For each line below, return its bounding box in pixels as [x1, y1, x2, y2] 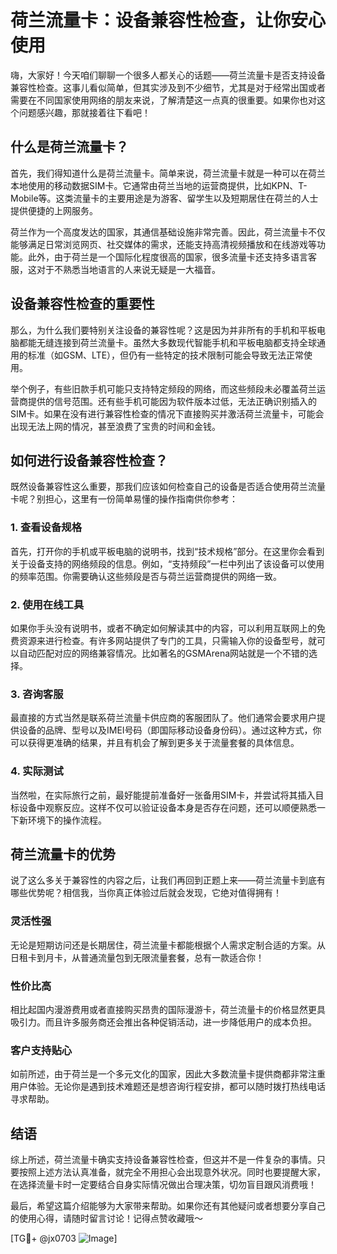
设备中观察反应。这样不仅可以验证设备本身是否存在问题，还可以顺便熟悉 [18, 801, 317, 813]
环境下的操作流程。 [27, 814, 107, 826]
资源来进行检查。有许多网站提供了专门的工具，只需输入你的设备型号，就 [18, 634, 317, 646]
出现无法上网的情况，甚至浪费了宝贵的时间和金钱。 [10, 420, 221, 432]
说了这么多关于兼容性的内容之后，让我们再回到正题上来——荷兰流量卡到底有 [10, 874, 326, 886]
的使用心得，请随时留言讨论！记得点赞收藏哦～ [10, 1212, 203, 1225]
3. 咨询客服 [10, 687, 64, 701]
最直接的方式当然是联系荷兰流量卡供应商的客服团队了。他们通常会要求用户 [10, 712, 317, 724]
